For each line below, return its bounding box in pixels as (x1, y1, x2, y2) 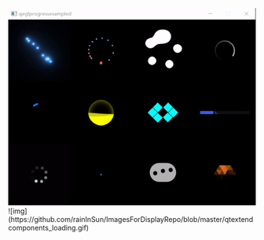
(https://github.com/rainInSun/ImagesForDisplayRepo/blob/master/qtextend (8, 214, 254, 223)
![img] (8, 206, 27, 216)
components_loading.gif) (8, 223, 89, 232)
